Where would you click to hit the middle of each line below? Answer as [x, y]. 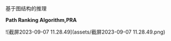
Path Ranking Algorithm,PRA [41, 20]
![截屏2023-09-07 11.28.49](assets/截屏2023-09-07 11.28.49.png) [85, 32]
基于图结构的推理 [26, 8]
